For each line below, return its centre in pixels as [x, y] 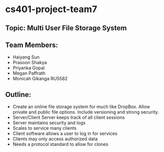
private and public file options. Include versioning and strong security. [86, 112]
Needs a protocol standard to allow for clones [60, 144]
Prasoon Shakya [30, 63]
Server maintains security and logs [49, 123]
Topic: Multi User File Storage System [66, 28]
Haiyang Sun [26, 57]
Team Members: [32, 45]
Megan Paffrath [29, 73]
